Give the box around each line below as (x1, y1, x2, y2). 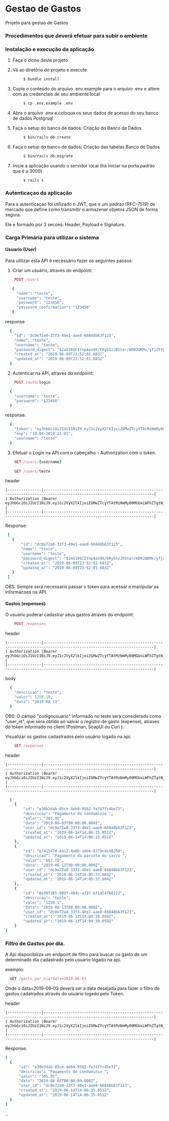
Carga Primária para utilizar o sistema (5, 234, 99, 241)
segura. (5, 212, 21, 218)
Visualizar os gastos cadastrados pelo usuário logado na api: (5, 733, 132, 739)
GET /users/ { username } (14, 459, 62, 464)
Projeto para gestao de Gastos (5, 20, 68, 26)
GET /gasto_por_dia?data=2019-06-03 (10, 976, 87, 981)
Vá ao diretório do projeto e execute (12, 67, 87, 73)
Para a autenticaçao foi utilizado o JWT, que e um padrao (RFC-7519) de (5, 201, 155, 207)
